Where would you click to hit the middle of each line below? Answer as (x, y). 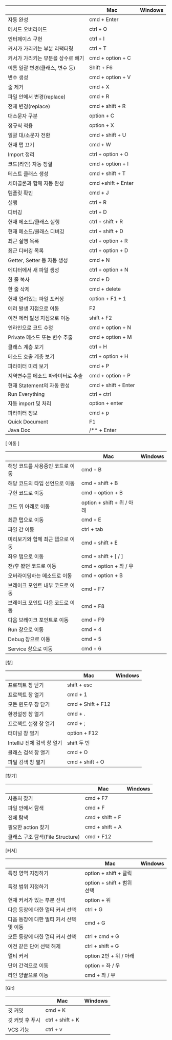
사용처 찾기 (20, 798)
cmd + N (100, 260)
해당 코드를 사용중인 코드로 (38, 466)
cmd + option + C (110, 58)
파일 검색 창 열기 (26, 762)
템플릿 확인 (20, 193)
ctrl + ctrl (100, 394)
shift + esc (80, 685)
